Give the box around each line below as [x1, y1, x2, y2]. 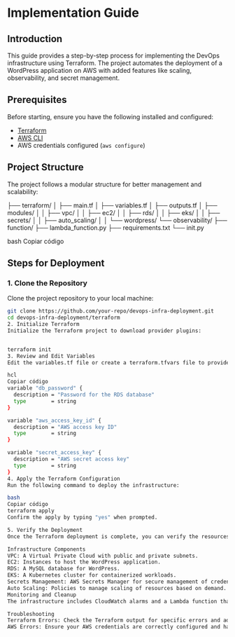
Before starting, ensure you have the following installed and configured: [7, 112, 214, 121]
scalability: [7, 187, 38, 196]
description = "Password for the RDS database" [13, 391, 155, 399]
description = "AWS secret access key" [13, 456, 130, 463]
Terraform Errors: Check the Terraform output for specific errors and [7, 617, 220, 624]
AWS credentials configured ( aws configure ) [17, 141, 145, 149]
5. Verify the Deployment [7, 526, 83, 533]
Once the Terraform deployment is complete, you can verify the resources [7, 533, 230, 540]
